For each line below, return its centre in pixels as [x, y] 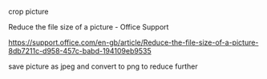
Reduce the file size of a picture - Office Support [89, 27]
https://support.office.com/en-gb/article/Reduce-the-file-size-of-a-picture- [133, 42]
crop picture [28, 12]
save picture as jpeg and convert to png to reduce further [103, 66]
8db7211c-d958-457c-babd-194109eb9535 [80, 51]
